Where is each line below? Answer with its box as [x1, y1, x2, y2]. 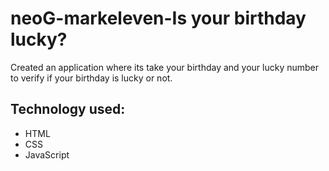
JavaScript [24, 148, 70, 161]
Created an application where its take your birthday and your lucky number [10, 61, 320, 73]
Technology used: [10, 101, 126, 118]
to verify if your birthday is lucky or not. [10, 72, 173, 84]
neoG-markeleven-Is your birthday [10, 7, 307, 30]
